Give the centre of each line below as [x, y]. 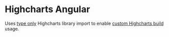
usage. [12, 28]
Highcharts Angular [47, 9]
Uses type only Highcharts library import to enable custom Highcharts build [84, 23]
